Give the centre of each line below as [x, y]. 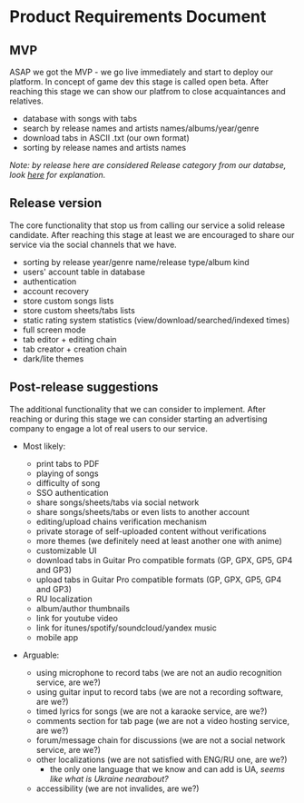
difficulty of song [68, 482]
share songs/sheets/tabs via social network [118, 502]
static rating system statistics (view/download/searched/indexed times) [156, 320]
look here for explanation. [58, 175]
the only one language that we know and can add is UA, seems [167, 768]
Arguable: [41, 655]
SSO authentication [72, 492]
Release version [56, 203]
